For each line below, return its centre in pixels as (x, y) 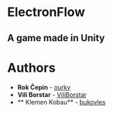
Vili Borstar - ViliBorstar (52, 94)
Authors (31, 68)
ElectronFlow (46, 12)
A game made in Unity (56, 38)
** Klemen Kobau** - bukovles (61, 102)
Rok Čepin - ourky (44, 87)
